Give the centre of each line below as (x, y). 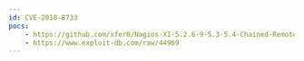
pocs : (19, 26)
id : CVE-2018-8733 (43, 17)
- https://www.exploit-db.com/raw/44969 (102, 43)
